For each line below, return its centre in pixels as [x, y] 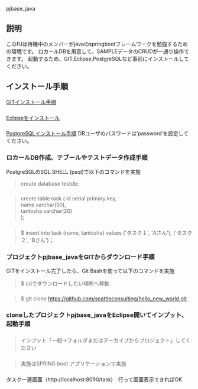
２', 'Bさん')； [37, 240]
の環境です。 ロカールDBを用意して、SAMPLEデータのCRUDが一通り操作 [95, 51]
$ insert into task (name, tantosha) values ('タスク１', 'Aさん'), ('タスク [106, 232]
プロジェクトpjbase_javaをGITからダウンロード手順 [80, 257]
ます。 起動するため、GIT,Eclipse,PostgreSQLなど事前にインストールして [100, 59]
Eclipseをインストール [33, 118]
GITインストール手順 [31, 102]
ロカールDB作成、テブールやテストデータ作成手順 [77, 158]
